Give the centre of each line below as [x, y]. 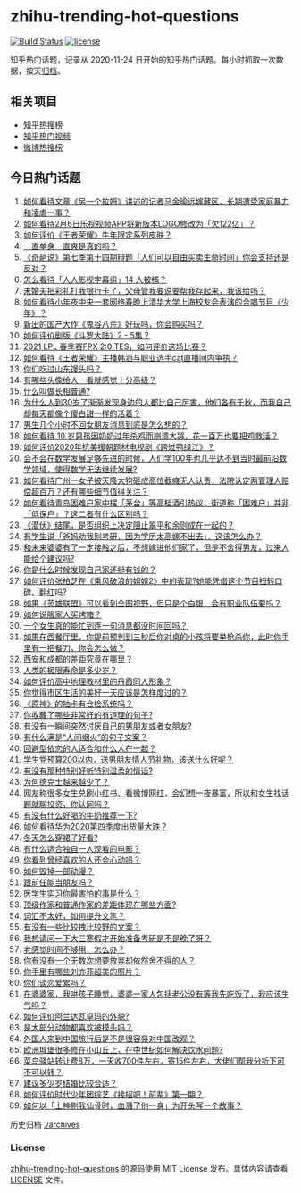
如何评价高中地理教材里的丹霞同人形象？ [97, 681]
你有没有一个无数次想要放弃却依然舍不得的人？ [109, 960]
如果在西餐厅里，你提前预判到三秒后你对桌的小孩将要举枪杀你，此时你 [152, 637]
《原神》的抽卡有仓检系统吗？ [78, 704]
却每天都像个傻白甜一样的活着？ [82, 413]
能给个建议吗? [49, 558]
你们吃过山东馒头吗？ [62, 369]
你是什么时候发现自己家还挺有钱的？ [90, 570]
